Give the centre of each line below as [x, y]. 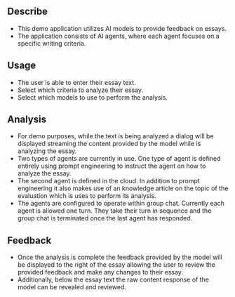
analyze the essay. [44, 173]
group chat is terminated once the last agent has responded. [105, 218]
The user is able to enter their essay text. [76, 82]
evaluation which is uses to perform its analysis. [87, 196]
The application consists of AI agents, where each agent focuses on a [118, 36]
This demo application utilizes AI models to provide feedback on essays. [122, 28]
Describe [27, 12]
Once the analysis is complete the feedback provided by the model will [120, 257]
